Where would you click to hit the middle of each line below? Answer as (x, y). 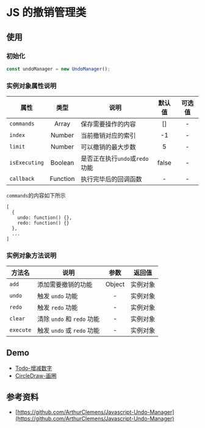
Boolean (62, 163)
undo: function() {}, (45, 218)
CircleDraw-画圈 (36, 376)
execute (20, 330)
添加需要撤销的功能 (65, 285)
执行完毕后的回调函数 (111, 179)
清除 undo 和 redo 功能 (69, 319)
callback (22, 179)
